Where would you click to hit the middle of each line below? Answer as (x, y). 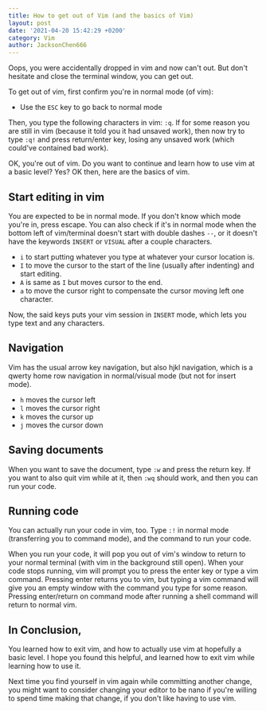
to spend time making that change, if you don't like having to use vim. (122, 698)
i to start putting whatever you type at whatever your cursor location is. (137, 256)
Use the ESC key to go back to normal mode (91, 107)
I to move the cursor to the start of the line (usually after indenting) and (137, 265)
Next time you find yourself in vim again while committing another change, (130, 682)
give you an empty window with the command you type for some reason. (128, 588)
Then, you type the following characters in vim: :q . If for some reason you (129, 123)
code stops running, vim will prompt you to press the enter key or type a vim (133, 571)
